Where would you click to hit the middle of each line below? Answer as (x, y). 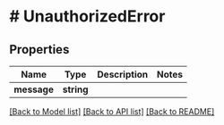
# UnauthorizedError (87, 17)
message (34, 89)
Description (123, 75)
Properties (39, 50)
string (75, 89)
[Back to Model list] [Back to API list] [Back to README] (112, 112)
